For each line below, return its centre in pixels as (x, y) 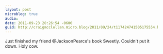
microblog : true (21, 14)
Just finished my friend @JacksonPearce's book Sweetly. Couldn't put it (77, 41)
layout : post (18, 9)
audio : (12, 18)
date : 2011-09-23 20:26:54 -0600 (39, 23)
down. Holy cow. (22, 46)
